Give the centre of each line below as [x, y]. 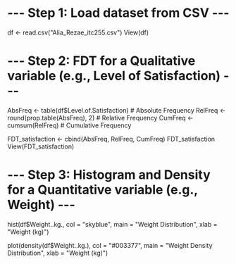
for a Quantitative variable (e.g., [103, 190]
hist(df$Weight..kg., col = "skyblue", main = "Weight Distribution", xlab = [112, 224]
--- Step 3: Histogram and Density [109, 175]
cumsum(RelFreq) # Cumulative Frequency [69, 125]
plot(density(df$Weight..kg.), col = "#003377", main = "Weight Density [110, 245]
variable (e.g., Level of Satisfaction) [114, 76]
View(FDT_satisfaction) [41, 146]
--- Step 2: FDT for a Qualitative [101, 61]
